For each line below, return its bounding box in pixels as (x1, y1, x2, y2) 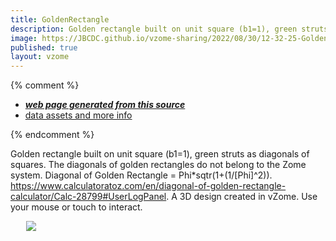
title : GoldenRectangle (10, 14, 110, 25)
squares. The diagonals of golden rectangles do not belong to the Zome (10, 159, 307, 171)
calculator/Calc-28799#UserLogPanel (10, 191, 167, 203)
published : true (10, 42, 78, 53)
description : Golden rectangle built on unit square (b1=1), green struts (10, 24, 329, 34)
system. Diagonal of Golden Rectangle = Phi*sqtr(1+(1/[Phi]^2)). (10, 169, 273, 181)
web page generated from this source (24, 99, 186, 111)
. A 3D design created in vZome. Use (166, 191, 318, 203)
